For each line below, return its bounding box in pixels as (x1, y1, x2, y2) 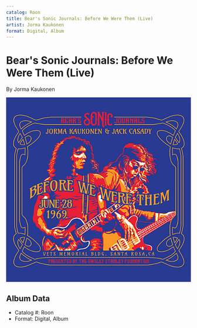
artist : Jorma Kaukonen (6, 22, 64, 28)
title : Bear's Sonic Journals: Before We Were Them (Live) (6, 15, 154, 22)
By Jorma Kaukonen (6, 86, 55, 93)
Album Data (6, 293, 50, 303)
